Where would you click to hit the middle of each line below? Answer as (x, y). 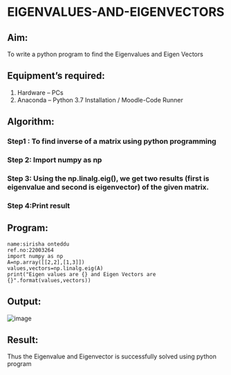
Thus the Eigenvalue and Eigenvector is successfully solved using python (112, 356)
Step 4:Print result (39, 205)
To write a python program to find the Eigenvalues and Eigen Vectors (105, 54)
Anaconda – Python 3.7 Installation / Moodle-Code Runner (100, 100)
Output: (24, 302)
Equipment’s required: (56, 76)
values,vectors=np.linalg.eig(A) (55, 268)
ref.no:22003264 (30, 250)
